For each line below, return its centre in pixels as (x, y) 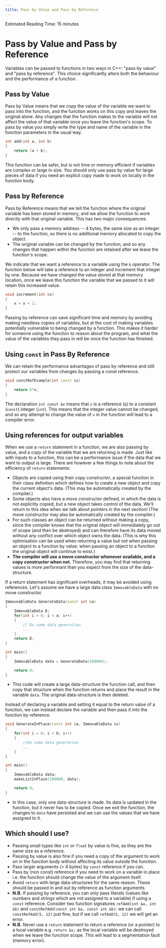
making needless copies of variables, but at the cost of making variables (79, 323)
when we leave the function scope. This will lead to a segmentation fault (86, 935)
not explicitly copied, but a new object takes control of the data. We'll (83, 504)
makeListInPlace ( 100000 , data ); (47, 779)
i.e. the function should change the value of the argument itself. (77, 877)
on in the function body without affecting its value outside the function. (85, 861)
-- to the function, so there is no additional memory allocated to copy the (86, 233)
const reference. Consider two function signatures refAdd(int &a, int (84, 903)
